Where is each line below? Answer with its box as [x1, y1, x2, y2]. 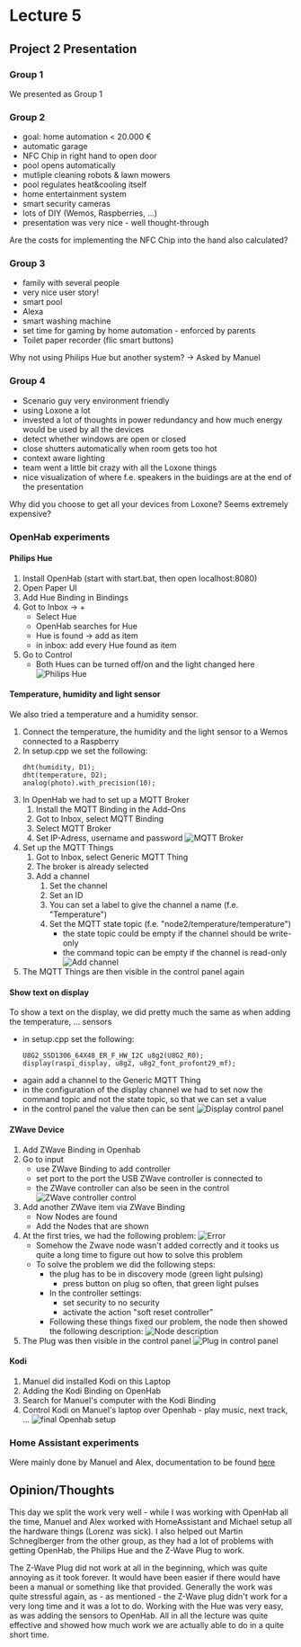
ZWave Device [9, 1124, 65, 1135]
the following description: [49, 1325, 144, 1336]
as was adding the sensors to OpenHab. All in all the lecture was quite [9, 1610, 269, 1621]
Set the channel [49, 880, 108, 891]
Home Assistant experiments [9, 1436, 139, 1448]
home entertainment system [22, 189, 128, 200]
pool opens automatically [22, 160, 117, 171]
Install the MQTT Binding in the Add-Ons [35, 804, 186, 815]
